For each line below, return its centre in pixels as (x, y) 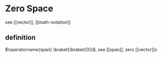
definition (20, 38)
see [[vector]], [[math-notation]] (38, 22)
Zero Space (29, 9)
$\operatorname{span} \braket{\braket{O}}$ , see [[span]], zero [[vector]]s (81, 49)
